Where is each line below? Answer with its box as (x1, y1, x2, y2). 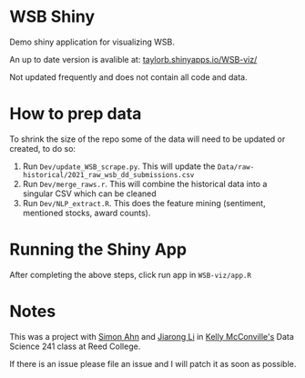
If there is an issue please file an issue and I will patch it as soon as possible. (9, 358, 297, 369)
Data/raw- (217, 162, 255, 172)
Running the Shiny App (9, 239, 188, 260)
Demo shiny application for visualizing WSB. (9, 36, 175, 47)
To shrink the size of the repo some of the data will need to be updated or (9, 134, 286, 144)
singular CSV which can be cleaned (22, 188, 157, 199)
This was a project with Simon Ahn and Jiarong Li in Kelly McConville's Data (9, 331, 294, 342)
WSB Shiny (9, 6, 96, 27)
